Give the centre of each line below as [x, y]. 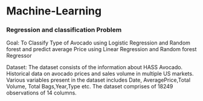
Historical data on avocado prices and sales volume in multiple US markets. [100, 74]
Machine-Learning [54, 11]
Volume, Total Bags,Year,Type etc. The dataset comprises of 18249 [90, 87]
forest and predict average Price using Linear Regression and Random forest [101, 49]
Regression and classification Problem [64, 30]
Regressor [19, 56]
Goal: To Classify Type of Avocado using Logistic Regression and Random [98, 43]
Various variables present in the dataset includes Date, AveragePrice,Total [98, 80]
